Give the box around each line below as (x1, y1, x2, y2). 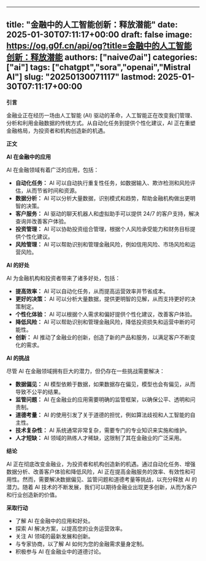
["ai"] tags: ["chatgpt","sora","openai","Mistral (6, 62, 191, 73)
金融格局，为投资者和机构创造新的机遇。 (6, 127, 109, 134)
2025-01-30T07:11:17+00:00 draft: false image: (6, 29, 193, 40)
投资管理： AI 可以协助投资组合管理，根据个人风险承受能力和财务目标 (15, 225, 191, 232)
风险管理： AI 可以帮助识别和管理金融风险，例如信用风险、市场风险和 (15, 240, 191, 248)
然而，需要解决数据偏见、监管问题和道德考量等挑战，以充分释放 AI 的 (22, 476, 197, 483)
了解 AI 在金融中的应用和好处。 (15, 517, 94, 524)
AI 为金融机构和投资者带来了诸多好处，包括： (6, 274, 121, 281)
